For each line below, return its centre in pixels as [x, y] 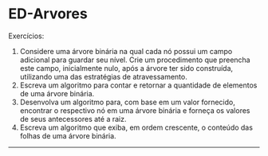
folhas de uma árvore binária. [68, 135]
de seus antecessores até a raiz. [73, 119]
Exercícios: [26, 36]
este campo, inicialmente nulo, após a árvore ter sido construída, [126, 68]
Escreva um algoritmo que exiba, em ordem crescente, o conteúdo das [136, 127]
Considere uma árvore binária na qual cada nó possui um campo [126, 51]
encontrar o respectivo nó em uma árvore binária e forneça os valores [135, 110]
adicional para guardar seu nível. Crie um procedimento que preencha [135, 60]
